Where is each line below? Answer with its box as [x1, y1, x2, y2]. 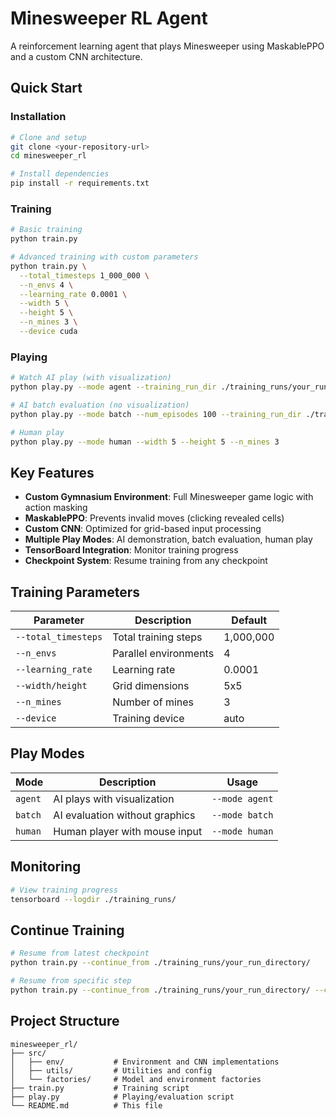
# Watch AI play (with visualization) [10, 373, 172, 383]
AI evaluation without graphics [53, 808, 196, 822]
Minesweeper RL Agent [10, 7, 208, 30]
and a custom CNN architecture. [10, 50, 143, 62]
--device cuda [19, 327, 78, 337]
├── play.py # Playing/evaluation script [10, 1092, 235, 1102]
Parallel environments [112, 647, 215, 661]
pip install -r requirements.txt [10, 178, 150, 189]
